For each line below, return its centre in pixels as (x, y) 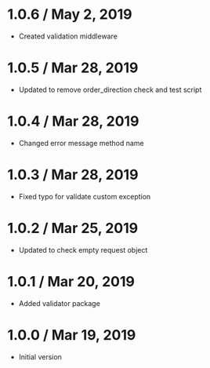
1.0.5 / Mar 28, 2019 (73, 68)
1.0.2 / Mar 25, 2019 (73, 228)
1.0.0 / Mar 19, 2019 (72, 335)
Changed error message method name (81, 143)
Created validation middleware (68, 36)
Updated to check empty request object (83, 250)
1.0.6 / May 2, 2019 (70, 15)
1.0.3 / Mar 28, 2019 (73, 175)
